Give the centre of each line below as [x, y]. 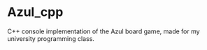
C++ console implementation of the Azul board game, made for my [104, 31]
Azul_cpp [35, 12]
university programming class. [51, 38]
